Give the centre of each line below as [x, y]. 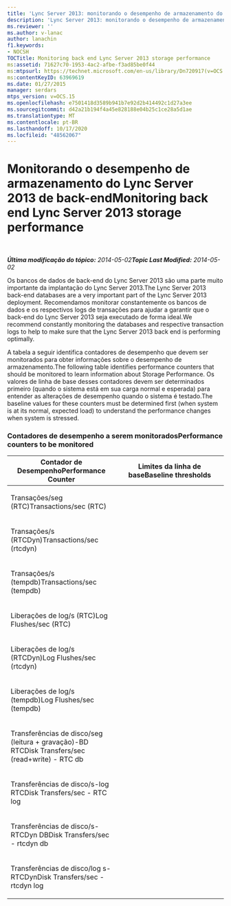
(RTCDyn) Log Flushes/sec [53, 658]
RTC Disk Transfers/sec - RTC [59, 793]
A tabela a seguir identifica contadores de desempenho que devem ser [108, 352]
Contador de [61, 462]
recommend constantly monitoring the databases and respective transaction [115, 325]
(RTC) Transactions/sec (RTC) [58, 506]
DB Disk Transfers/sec [74, 835]
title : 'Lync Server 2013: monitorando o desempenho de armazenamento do [115, 13]
